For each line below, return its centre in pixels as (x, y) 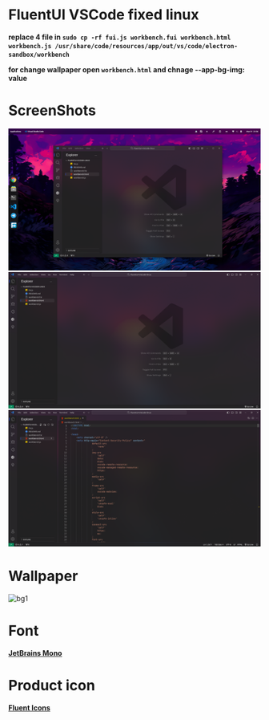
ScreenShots (52, 111)
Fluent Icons (29, 707)
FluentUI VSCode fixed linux (104, 15)
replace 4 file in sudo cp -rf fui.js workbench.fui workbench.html (120, 37)
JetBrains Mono (35, 653)
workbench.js (30, 46)
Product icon (52, 685)
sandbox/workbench (39, 55)
